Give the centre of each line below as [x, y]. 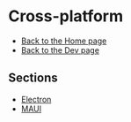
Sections [33, 78]
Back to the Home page [64, 41]
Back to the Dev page [60, 50]
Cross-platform [66, 16]
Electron [36, 99]
